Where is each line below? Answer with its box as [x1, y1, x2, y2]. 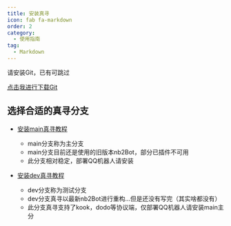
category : [7, 29, 36, 37]
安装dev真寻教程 [17, 171, 65, 179]
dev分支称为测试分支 [27, 185, 87, 194]
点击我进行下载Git [7, 83, 58, 91]
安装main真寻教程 [17, 125, 68, 133]
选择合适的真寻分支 [7, 105, 89, 117]
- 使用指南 [13, 36, 41, 43]
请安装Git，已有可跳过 [7, 68, 70, 76]
